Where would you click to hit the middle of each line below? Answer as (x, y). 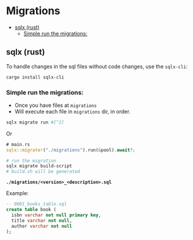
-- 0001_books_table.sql (36, 204)
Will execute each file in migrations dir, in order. (72, 111)
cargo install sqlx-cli (35, 77)
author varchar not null (42, 226)
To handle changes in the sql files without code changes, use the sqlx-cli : (97, 66)
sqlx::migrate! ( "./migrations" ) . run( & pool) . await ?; (71, 150)
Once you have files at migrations (56, 105)
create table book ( (31, 210)
